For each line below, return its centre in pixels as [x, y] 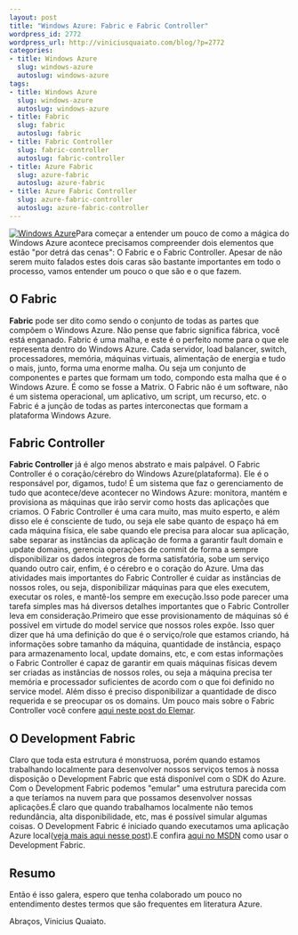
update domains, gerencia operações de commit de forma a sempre [134, 549]
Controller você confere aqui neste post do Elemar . [102, 711]
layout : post [33, 17]
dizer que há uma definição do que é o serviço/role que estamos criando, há [149, 635]
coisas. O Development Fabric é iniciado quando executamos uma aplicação [149, 826]
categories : [31, 51]
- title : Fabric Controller [61, 142]
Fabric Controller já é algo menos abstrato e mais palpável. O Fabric [135, 465]
